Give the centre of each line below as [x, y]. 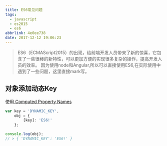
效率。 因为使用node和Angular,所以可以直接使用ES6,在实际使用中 [93, 65]
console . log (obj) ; [24, 134]
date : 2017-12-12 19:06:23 [33, 38]
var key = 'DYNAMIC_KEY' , [32, 111]
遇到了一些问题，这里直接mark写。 [53, 71]
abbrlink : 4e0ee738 [25, 33]
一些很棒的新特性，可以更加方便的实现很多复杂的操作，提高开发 [92, 58]
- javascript [23, 19]
